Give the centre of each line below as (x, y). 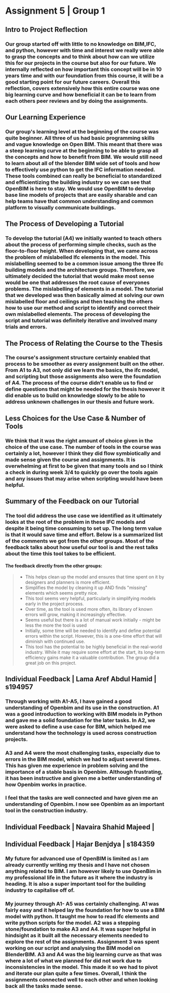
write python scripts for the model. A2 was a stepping (73, 923)
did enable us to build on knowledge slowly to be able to (75, 396)
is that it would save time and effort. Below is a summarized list (84, 535)
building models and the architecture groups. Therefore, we (80, 270)
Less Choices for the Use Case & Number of (75, 418)
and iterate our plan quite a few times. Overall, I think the (76, 973)
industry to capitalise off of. (40, 890)
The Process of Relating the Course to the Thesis (84, 343)
